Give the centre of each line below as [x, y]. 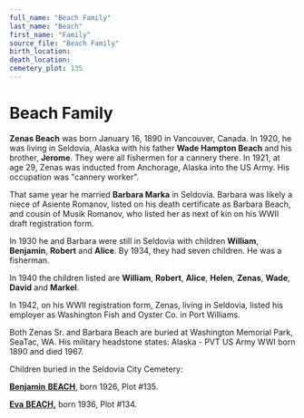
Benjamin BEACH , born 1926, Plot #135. [84, 386]
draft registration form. [52, 223]
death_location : [40, 60]
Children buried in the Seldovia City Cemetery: [96, 369]
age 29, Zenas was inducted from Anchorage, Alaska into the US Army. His [150, 167]
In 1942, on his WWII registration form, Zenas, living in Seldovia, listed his [147, 305]
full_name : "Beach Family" [60, 18]
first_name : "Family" [50, 34]
